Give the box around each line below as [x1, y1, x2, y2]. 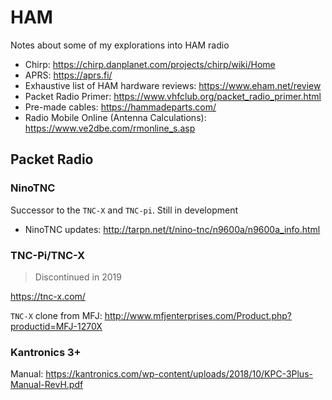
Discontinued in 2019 [34, 271, 122, 283]
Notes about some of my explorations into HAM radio [10, 39, 230, 51]
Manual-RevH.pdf [10, 379, 84, 391]
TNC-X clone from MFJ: [10, 309, 103, 321]
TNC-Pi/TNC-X [10, 248, 86, 262]
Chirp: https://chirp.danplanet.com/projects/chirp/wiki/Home [24, 58, 276, 70]
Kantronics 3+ [10, 345, 82, 359]
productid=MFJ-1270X [10, 320, 103, 332]
